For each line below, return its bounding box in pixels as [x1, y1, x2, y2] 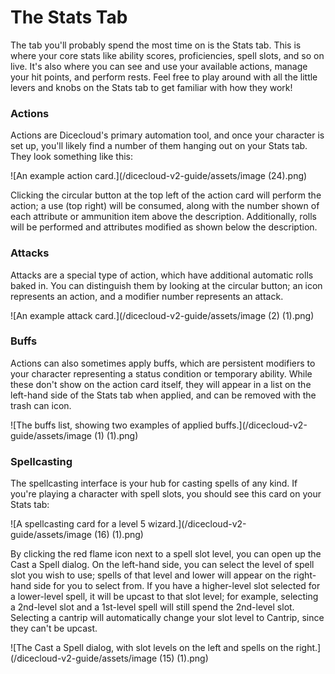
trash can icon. [10, 399, 72, 411]
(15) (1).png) [159, 652, 209, 665]
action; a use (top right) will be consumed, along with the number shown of [10, 200, 320, 212]
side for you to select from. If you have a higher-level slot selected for [33, 580, 321, 592]
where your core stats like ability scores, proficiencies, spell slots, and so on [10, 49, 325, 61]
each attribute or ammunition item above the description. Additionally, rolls [10, 211, 317, 223]
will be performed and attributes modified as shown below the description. [10, 221, 318, 233]
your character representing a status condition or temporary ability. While [10, 367, 313, 380]
